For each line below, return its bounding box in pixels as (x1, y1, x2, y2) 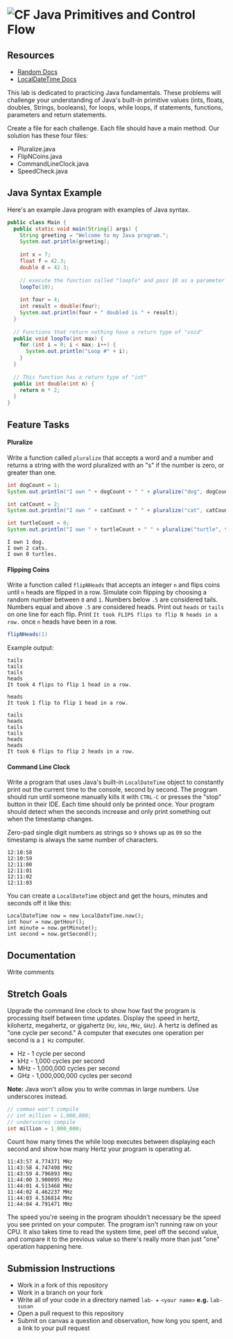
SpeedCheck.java (17, 167, 68, 175)
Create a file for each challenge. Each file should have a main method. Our (7, 124, 220, 132)
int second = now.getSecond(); (7, 930, 98, 938)
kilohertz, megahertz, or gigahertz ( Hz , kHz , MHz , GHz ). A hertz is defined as (7, 1021, 218, 1030)
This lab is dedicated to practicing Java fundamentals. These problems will (7, 89, 221, 96)
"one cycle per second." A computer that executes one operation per (7, 1028, 205, 1037)
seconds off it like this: (7, 899, 72, 907)
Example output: (7, 644, 54, 652)
